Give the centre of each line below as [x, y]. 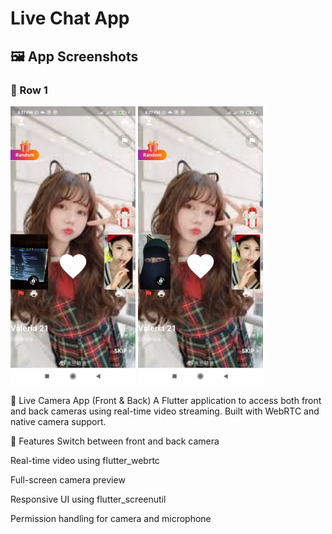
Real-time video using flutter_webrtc [85, 461]
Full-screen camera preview [68, 480]
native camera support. [58, 422]
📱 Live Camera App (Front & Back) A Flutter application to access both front [166, 401]
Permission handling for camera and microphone [111, 519]
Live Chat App [70, 18]
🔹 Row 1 [29, 90]
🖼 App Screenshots [74, 56]
